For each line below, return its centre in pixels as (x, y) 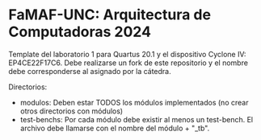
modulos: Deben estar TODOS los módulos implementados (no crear (134, 102)
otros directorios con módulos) (72, 111)
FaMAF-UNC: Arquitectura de (110, 15)
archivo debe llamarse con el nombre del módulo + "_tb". (115, 128)
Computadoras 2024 (80, 32)
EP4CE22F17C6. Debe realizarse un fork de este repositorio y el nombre (128, 63)
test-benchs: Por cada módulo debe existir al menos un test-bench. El (136, 119)
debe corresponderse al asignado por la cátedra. (90, 71)
